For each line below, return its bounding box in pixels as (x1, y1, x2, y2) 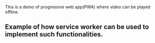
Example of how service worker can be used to (5, 23, 149, 31)
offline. (5, 9, 19, 15)
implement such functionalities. (5, 31, 103, 39)
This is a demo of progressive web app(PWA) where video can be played (5, 4, 151, 10)
